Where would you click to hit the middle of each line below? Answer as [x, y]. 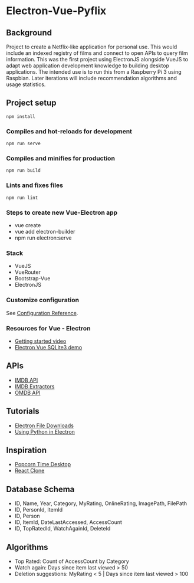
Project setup [32, 103]
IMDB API [26, 380]
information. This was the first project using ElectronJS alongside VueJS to [97, 59]
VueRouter [28, 272]
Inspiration [27, 450]
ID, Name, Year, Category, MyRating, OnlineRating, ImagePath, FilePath [101, 503]
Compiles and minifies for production [60, 159]
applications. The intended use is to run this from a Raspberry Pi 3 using [94, 72]
